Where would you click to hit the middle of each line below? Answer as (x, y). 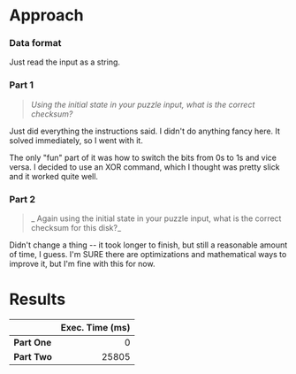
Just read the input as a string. (65, 62)
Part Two (33, 357)
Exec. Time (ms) (95, 328)
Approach (46, 15)
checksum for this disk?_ (76, 228)
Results (38, 299)
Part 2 (23, 199)
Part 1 (21, 85)
